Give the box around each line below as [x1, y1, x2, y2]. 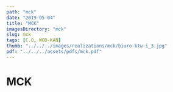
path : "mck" [6, 9, 37, 15]
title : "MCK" [6, 20, 40, 26]
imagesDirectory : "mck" [6, 26, 67, 32]
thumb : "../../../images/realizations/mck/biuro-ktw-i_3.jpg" [6, 43, 168, 49]
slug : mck [6, 32, 32, 38]
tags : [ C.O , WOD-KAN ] [6, 37, 62, 43]
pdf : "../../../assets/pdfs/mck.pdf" [6, 49, 102, 55]
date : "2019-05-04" [6, 15, 56, 21]
